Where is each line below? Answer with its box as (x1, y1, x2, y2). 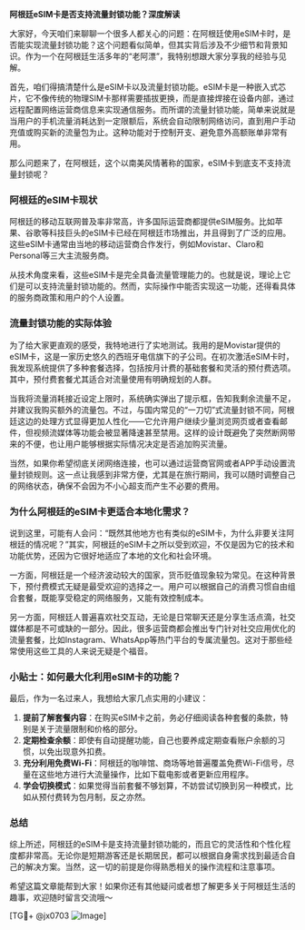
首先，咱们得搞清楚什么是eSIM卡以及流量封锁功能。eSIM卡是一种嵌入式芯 (9, 82, 287, 92)
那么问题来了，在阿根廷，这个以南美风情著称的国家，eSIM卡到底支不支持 (9, 158, 283, 168)
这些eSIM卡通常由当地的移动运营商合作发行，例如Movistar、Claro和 (9, 239, 264, 250)
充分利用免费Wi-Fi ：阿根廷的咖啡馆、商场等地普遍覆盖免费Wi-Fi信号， (22, 757, 287, 768)
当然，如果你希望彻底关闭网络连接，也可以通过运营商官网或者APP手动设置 (9, 458, 288, 469)
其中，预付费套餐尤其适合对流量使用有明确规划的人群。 (9, 373, 216, 384)
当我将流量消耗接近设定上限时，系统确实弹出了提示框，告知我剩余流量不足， (9, 392, 296, 403)
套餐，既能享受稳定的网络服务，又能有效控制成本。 (16, 592, 209, 603)
